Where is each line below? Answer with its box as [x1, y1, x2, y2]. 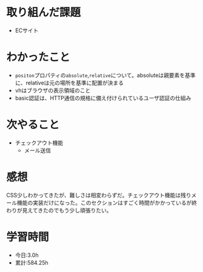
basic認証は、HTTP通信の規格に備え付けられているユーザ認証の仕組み [15, 94, 191, 101]
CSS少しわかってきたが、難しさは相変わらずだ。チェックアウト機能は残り [6, 191, 191, 199]
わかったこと [6, 50, 71, 64]
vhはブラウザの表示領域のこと [15, 86, 91, 94]
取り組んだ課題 [6, 5, 81, 19]
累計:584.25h [15, 259, 48, 266]
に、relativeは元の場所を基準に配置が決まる [15, 79, 124, 86]
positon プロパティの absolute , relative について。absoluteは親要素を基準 [15, 71, 196, 79]
